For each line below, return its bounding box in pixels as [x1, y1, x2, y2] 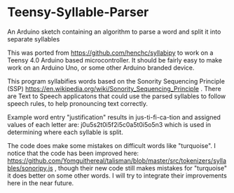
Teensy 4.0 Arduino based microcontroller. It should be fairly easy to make [7, 55, 223, 64]
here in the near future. [7, 178, 74, 187]
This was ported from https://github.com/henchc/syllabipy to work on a [7, 48, 214, 57]
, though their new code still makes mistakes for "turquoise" [55, 164, 228, 172]
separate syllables [7, 34, 60, 43]
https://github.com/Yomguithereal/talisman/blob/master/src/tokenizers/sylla [7, 156, 226, 165]
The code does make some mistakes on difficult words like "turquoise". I [7, 141, 216, 149]
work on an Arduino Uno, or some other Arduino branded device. [7, 63, 195, 72]
